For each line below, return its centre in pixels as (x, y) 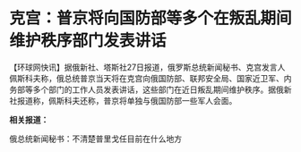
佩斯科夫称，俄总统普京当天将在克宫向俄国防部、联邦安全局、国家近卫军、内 (150, 78)
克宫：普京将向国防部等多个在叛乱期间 (151, 18)
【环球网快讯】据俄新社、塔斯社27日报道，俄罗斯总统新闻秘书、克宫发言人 (147, 67)
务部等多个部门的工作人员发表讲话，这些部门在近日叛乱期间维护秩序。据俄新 (150, 89)
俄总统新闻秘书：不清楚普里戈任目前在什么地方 (95, 139)
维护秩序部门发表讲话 (88, 41)
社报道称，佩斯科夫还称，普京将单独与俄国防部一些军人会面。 (123, 100)
